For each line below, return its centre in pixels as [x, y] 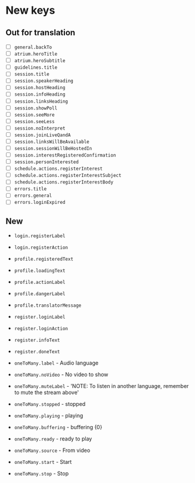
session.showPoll [36, 108]
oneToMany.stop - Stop [41, 473]
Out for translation [41, 33]
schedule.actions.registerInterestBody [64, 182]
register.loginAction [41, 329]
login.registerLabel [40, 236]
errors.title [30, 189]
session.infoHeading [40, 94]
